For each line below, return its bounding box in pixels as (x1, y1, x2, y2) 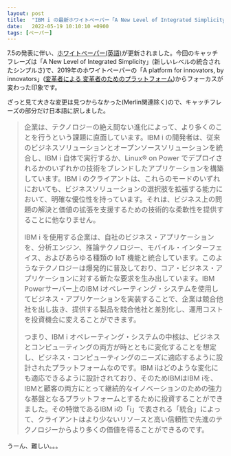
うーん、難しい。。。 (7, 442, 62, 450)
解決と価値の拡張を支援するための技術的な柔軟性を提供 (37, 205, 217, 215)
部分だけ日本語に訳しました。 (25, 107, 110, 115)
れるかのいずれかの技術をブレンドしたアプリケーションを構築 (23, 164, 224, 173)
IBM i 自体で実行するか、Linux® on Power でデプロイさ (44, 153, 223, 163)
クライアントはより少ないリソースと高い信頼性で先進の (37, 415, 217, 424)
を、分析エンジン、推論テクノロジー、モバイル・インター (23, 243, 209, 252)
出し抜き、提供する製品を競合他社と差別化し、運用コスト (37, 305, 223, 314)
